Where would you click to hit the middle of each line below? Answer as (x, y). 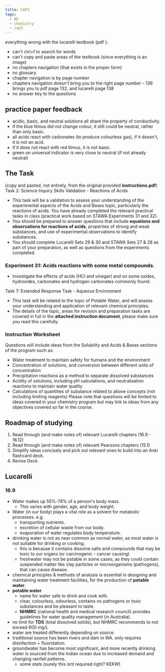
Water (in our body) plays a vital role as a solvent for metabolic (76, 511)
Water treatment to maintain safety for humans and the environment (81, 360)
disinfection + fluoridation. (39, 643)
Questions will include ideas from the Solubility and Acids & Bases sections (81, 345)
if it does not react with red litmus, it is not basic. (62, 147)
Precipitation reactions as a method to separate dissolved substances (83, 376)
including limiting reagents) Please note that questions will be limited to (84, 397)
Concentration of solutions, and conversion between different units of (83, 365)
